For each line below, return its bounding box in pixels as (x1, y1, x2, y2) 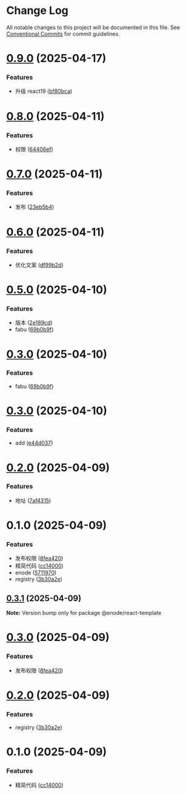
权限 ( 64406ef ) (15, 145, 53, 152)
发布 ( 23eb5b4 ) (15, 203, 55, 211)
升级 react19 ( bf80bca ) (15, 87, 73, 95)
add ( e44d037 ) (15, 439, 53, 447)
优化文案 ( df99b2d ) (15, 261, 64, 268)
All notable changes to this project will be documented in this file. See (6, 24, 181, 31)
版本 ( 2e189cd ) (15, 319, 53, 327)
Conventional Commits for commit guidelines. (6, 30, 120, 37)
